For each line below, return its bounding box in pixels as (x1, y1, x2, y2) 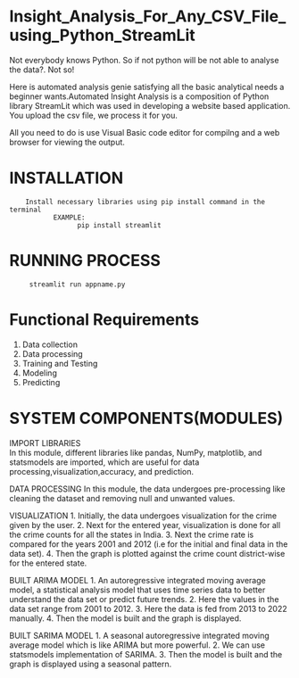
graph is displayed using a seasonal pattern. (9, 658, 172, 669)
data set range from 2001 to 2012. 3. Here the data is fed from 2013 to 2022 (9, 603, 287, 614)
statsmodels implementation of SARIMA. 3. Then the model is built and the (9, 649, 283, 659)
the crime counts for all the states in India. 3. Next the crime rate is (9, 529, 254, 540)
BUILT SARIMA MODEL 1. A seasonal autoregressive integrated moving (9, 630, 270, 641)
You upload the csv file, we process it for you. (9, 110, 179, 120)
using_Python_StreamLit (9, 25, 196, 45)
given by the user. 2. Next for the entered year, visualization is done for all (9, 519, 281, 530)
